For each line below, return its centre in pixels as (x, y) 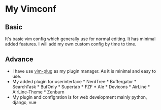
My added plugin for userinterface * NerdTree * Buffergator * (74, 81)
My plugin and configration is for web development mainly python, (80, 97)
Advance (19, 59)
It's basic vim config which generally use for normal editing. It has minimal (80, 39)
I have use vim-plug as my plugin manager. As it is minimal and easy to (84, 71)
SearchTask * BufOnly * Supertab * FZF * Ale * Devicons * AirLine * (81, 87)
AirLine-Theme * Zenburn (38, 92)
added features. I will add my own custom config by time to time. (71, 44)
